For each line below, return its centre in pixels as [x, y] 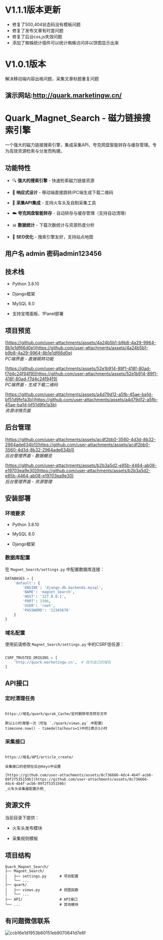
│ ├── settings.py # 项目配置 [42, 876]
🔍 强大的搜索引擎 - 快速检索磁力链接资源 [53, 180]
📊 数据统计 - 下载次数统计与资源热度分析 [53, 225]
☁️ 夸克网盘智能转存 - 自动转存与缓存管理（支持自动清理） [70, 213]
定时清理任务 [20, 698]
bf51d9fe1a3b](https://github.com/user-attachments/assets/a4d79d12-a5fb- [81, 400]
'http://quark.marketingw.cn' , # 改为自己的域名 [63, 662]
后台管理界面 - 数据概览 [29, 455]
